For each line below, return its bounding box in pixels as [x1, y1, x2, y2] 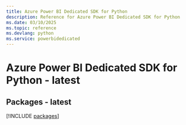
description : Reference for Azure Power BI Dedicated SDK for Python [6, 14, 181, 20]
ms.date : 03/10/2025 [6, 19, 57, 25]
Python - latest [6, 74, 81, 87]
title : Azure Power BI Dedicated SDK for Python [6, 8, 128, 15]
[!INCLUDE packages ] [6, 113, 59, 119]
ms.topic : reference [6, 25, 57, 31]
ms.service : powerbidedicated [6, 36, 81, 42]
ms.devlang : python [6, 31, 54, 36]
